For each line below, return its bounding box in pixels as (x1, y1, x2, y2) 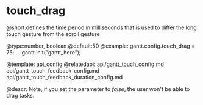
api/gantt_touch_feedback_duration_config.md (6, 73, 123, 81)
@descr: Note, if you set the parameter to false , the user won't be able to (6, 85, 190, 92)
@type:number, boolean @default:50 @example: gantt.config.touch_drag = (6, 42, 195, 49)
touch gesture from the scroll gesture (6, 30, 100, 37)
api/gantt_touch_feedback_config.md (6, 67, 99, 74)
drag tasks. (6, 92, 35, 99)
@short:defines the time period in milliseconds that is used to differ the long (6, 24, 197, 31)
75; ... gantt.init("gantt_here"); (6, 48, 81, 56)
